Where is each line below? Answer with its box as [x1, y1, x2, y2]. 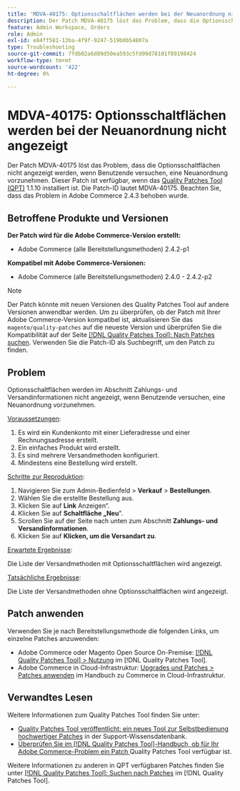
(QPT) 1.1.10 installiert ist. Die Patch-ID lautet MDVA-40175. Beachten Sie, [7, 183, 221, 193]
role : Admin [7, 30, 43, 38]
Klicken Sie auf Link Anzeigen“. [17, 501, 110, 510]
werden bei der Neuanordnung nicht [7, 122, 227, 138]
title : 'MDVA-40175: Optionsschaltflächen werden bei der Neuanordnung [7, 10, 225, 18]
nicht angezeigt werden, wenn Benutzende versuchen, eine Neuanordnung [7, 168, 229, 177]
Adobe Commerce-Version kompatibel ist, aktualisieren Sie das [7, 316, 193, 324]
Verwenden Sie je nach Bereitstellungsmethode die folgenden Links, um [7, 626, 219, 635]
